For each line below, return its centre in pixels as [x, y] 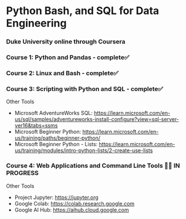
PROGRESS [23, 173]
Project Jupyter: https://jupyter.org [56, 197]
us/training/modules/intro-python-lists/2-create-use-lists [84, 150]
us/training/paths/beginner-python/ [58, 138]
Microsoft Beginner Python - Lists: [56, 144]
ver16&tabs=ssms [36, 126]
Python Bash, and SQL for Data [83, 11]
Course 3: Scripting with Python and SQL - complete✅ [85, 89]
